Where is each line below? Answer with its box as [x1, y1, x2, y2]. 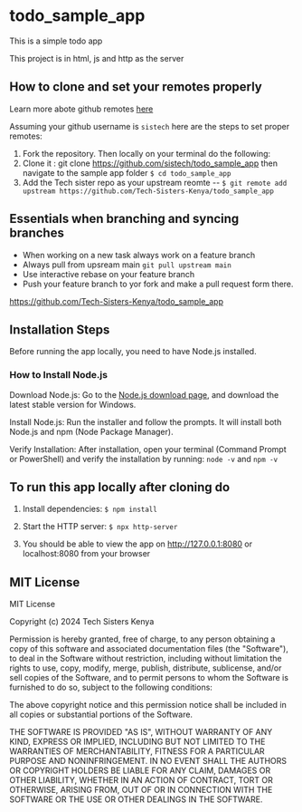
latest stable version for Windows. [9, 399, 137, 410]
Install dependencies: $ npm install [22, 504, 158, 515]
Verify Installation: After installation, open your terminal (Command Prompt [9, 443, 287, 454]
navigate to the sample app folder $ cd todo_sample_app [22, 167, 231, 178]
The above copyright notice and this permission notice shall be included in [9, 700, 287, 710]
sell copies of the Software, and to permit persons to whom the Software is [9, 672, 289, 683]
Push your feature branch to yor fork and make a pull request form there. [22, 278, 294, 289]
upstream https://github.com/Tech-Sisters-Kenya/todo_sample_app [22, 187, 274, 196]
